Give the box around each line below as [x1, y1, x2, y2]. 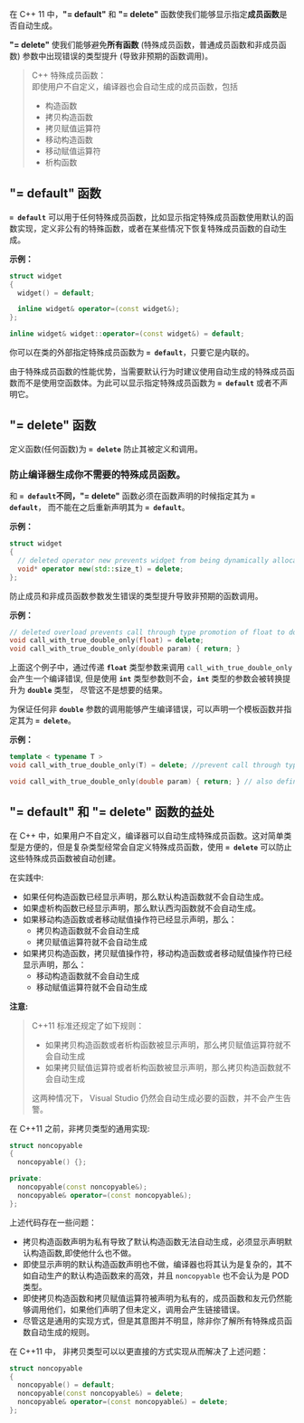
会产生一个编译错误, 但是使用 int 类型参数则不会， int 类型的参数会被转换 [9, 673, 283, 684]
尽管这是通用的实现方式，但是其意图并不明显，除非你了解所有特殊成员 [22, 1315, 285, 1326]
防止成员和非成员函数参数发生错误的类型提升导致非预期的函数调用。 [9, 590, 263, 601]
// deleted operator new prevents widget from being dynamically [17, 555, 270, 564]
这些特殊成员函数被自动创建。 [9, 852, 120, 863]
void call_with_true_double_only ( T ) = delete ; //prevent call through [9, 761, 281, 770]
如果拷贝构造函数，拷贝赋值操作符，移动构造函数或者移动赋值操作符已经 [22, 947, 292, 958]
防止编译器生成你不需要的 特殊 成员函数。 [9, 468, 185, 480]
